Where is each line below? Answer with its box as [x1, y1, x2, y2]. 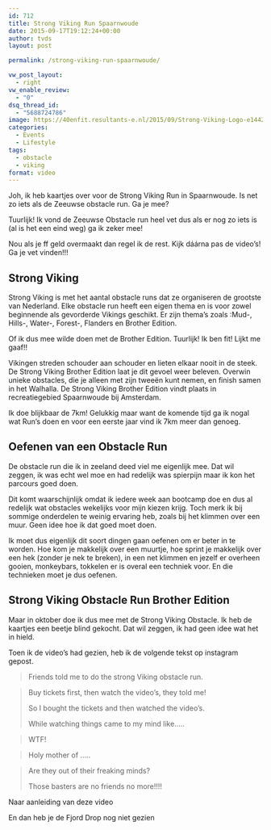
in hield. [8, 631, 35, 642]
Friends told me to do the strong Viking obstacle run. [27, 672, 203, 681]
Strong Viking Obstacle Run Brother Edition [8, 593, 230, 607]
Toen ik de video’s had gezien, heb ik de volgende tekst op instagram [8, 648, 239, 657]
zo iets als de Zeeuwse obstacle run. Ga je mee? [8, 199, 169, 209]
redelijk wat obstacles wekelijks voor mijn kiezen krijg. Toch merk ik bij [8, 502, 244, 513]
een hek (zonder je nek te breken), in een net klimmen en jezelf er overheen [8, 552, 261, 562]
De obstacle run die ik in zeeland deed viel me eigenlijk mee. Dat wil [8, 461, 235, 471]
